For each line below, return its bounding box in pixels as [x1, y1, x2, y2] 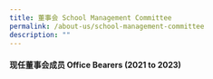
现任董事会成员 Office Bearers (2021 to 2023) [9, 59, 181, 70]
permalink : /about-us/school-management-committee [9, 22, 205, 31]
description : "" [9, 30, 71, 39]
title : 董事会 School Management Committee [9, 13, 172, 23]
